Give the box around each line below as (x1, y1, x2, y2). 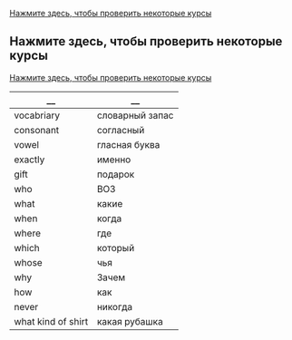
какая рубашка (96, 315, 163, 327)
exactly (14, 153, 45, 166)
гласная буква (96, 138, 161, 151)
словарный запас (96, 109, 174, 121)
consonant (14, 123, 60, 136)
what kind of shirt (14, 315, 89, 327)
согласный (96, 123, 145, 136)
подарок (96, 168, 135, 180)
